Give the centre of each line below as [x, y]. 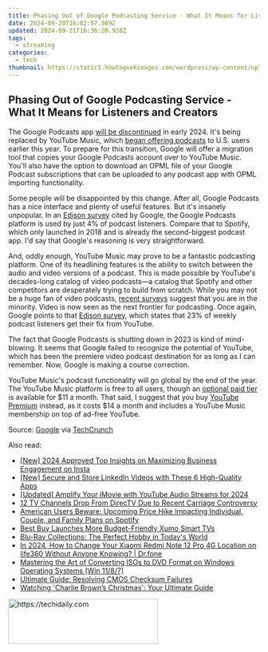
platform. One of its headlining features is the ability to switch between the [131, 264]
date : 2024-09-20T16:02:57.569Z [62, 23]
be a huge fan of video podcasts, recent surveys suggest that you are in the [133, 298]
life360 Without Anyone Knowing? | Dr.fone [91, 553]
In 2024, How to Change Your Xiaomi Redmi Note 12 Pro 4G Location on [138, 545]
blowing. [22, 347]
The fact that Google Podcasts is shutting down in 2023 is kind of [116, 339]
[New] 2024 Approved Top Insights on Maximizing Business [118, 460]
